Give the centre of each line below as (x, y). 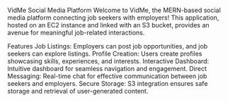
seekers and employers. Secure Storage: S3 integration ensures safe (108, 83)
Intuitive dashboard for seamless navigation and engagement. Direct (107, 69)
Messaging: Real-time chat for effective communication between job (107, 76)
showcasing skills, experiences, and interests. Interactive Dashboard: (108, 61)
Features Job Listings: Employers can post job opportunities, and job (107, 46)
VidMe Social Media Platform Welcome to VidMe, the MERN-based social (114, 10)
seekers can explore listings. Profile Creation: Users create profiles (105, 53)
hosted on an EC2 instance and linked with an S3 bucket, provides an (109, 25)
